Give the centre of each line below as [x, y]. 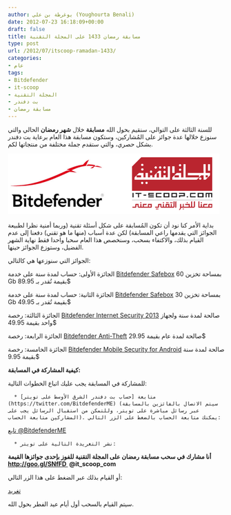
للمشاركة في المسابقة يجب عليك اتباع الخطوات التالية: [78, 383]
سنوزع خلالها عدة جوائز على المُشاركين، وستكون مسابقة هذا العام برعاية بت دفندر [112, 137]
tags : [16, 72]
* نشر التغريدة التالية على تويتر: [65, 444]
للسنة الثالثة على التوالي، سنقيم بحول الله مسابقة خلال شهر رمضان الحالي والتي [110, 130]
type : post [23, 44]
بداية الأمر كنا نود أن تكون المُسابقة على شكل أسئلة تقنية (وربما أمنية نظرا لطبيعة [111, 225]
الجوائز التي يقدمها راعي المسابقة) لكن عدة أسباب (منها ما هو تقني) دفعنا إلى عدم [112, 232]
